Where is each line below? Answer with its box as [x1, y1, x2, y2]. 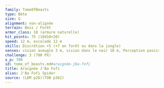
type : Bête [5, 12, 27, 17]
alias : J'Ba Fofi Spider [5, 71, 56, 76]
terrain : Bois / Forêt [5, 25, 51, 30]
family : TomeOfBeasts [5, 7, 49, 12]
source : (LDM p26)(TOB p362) [5, 75, 64, 80]
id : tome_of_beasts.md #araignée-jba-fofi [5, 62, 91, 66]
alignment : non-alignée [5, 21, 54, 26]
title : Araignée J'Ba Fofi [5, 66, 60, 71]
